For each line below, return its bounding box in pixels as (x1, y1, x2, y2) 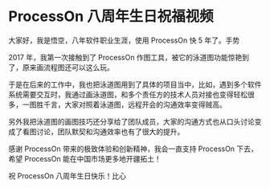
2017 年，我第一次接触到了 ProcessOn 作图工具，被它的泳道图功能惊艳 (8, 52, 243, 62)
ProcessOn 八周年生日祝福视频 (8, 7, 215, 26)
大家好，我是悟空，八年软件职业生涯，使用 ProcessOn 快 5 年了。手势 (8, 35, 240, 45)
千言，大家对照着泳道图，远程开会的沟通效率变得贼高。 (43, 100, 227, 109)
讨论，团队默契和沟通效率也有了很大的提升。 (35, 126, 185, 137)
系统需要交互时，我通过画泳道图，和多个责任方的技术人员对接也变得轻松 (8, 89, 247, 99)
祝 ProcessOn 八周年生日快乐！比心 (8, 170, 127, 181)
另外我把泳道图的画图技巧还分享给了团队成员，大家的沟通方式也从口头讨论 (8, 116, 255, 126)
